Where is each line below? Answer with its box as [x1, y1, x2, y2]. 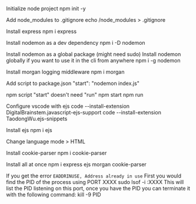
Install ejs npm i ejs [6, 127, 52, 133]
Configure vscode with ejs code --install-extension [6, 103, 130, 110]
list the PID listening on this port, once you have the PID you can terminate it [6, 185, 190, 192]
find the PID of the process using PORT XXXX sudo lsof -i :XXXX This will [6, 179, 184, 185]
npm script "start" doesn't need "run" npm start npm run [6, 91, 144, 98]
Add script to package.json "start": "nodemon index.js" [6, 80, 139, 87]
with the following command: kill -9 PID [6, 191, 101, 198]
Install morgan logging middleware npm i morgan [6, 68, 125, 75]
